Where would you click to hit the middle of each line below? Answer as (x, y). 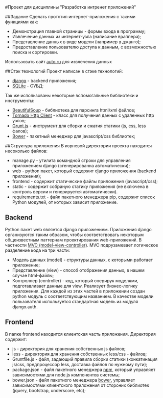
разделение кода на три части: (37, 250)
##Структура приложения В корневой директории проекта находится (79, 146)
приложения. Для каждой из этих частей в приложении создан (79, 291)
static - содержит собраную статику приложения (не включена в (80, 186)
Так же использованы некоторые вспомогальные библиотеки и (72, 95)
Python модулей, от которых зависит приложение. (65, 202)
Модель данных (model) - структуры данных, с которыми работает (82, 260)
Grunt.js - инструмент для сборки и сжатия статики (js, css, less (79, 126)
